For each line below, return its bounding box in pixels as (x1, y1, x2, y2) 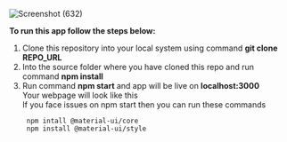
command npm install (21, 71, 104, 82)
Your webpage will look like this (21, 90, 138, 100)
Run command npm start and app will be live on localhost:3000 (21, 81, 260, 91)
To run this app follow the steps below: (9, 26, 156, 35)
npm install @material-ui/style (26, 124, 147, 133)
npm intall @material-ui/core (26, 116, 139, 125)
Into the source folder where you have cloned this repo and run (21, 62, 254, 72)
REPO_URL (21, 52, 62, 62)
